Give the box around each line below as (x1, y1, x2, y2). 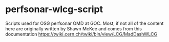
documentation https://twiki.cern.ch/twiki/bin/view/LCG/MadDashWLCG (5, 31, 158, 37)
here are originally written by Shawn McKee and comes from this (5, 25, 142, 31)
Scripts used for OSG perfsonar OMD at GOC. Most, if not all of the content (5, 20, 164, 26)
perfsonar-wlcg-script (5, 4, 103, 15)
